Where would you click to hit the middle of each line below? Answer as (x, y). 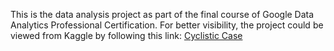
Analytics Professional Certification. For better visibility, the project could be (167, 25)
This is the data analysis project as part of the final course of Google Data (162, 14)
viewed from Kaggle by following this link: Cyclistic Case (126, 35)
